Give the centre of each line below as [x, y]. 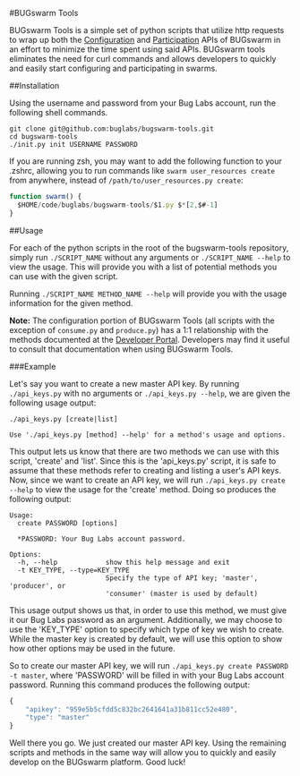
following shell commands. [59, 112]
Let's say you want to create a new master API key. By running [124, 383]
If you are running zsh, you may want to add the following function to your [146, 161]
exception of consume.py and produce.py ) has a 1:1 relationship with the [139, 329]
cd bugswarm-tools [43, 137]
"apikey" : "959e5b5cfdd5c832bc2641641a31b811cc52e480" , [132, 709]
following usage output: [53, 403]
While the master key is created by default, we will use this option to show [146, 638]
